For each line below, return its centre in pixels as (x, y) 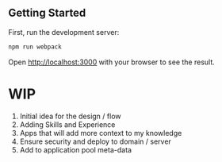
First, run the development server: (64, 32)
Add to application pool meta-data (76, 149)
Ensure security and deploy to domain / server (96, 141)
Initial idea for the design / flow (70, 116)
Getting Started (47, 13)
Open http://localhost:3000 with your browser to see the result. (112, 62)
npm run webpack (35, 47)
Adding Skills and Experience (67, 124)
